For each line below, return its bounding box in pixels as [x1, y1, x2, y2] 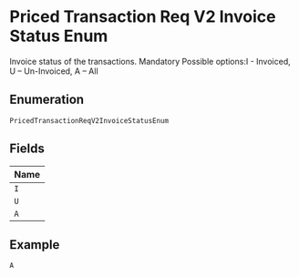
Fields [9, 141, 46, 157]
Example [9, 237, 60, 252]
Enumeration [9, 92, 85, 108]
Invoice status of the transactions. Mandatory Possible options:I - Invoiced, [9, 56, 292, 67]
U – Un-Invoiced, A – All [9, 66, 98, 77]
